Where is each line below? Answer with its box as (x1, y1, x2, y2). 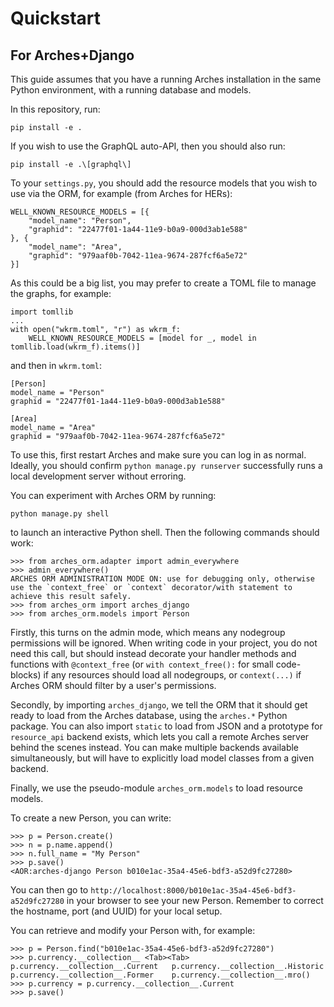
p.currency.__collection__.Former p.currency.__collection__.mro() (10, 970, 311, 980)
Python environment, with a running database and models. (10, 84, 252, 96)
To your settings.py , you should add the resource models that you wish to (10, 177, 318, 189)
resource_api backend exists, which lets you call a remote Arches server (10, 731, 310, 742)
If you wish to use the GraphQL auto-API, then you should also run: (10, 140, 286, 152)
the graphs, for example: (10, 288, 112, 299)
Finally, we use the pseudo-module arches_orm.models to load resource (10, 782, 303, 794)
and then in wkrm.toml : (10, 360, 102, 371)
